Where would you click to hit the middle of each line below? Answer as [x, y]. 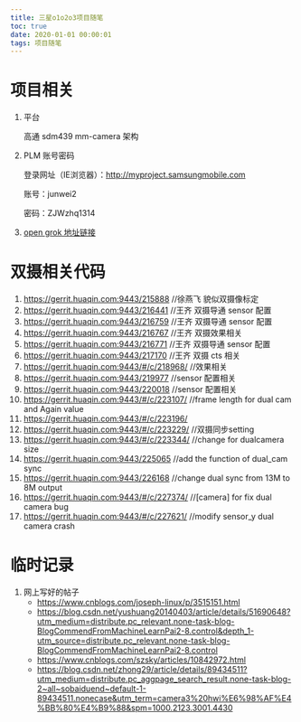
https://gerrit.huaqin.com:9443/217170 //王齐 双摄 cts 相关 [132, 356]
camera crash [49, 526]
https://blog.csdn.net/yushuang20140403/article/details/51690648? [164, 612]
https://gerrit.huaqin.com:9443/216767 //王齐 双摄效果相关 [132, 333]
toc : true [29, 26]
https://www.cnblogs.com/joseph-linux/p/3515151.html [138, 603]
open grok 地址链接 [59, 232]
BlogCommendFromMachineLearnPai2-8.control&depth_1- [146, 631]
